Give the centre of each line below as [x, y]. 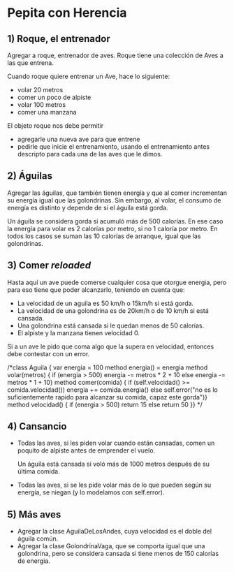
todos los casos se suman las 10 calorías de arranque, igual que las [104, 236]
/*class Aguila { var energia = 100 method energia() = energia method [108, 367]
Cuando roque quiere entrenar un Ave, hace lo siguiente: [89, 76]
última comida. [39, 471]
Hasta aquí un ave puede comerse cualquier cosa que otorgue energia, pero [117, 282]
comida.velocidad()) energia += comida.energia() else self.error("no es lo [112, 390]
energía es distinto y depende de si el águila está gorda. [88, 207]
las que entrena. [30, 63]
